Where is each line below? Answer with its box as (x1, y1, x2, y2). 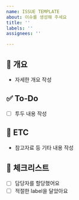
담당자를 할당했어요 (14, 180, 60, 187)
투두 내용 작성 (14, 110, 47, 117)
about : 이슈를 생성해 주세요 (6, 14, 67, 20)
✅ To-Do (6, 93, 39, 104)
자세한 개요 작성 (14, 76, 52, 83)
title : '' (6, 20, 31, 25)
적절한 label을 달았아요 (14, 187, 68, 194)
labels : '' (6, 25, 33, 31)
